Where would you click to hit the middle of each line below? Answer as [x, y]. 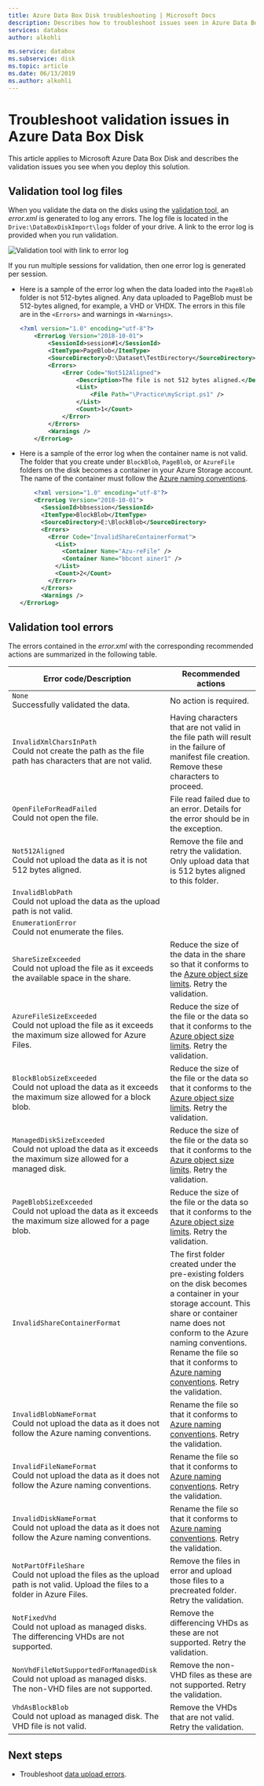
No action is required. [210, 701]
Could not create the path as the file [78, 751]
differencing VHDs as [209, 1623]
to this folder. [194, 881]
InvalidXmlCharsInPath [54, 742]
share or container [204, 1313]
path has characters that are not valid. [82, 761]
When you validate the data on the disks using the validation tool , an [119, 210]
